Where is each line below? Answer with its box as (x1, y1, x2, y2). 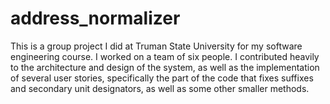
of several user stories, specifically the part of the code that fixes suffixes (10, 72, 314, 84)
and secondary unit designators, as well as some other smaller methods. (10, 82, 310, 94)
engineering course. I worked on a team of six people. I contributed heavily (10, 50, 320, 62)
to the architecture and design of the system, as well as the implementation (10, 61, 320, 73)
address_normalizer (10, 7, 181, 30)
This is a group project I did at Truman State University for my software (10, 40, 303, 52)
